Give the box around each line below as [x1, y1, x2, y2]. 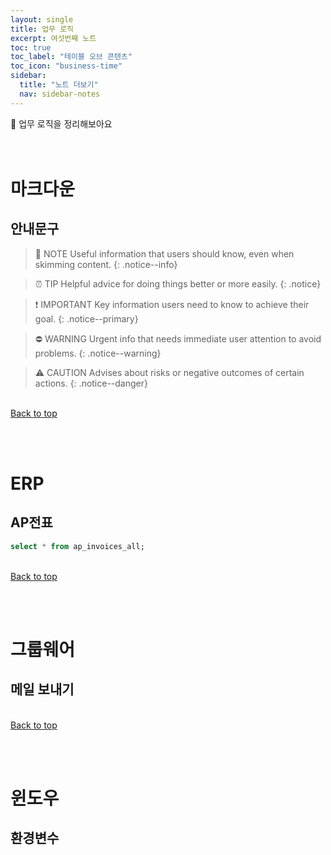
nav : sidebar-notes [19, 89, 101, 99]
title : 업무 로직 [10, 24, 75, 34]
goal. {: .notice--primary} [34, 312, 139, 325]
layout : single [10, 14, 74, 25]
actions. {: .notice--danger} [34, 377, 148, 389]
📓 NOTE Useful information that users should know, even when [34, 247, 295, 260]
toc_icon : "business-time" [10, 61, 123, 71]
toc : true [10, 42, 52, 53]
